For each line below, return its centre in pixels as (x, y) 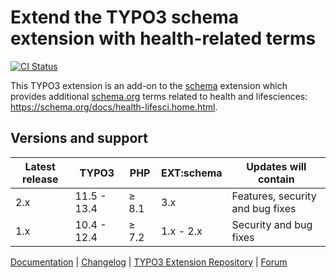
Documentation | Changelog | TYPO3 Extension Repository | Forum (149, 262)
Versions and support (79, 138)
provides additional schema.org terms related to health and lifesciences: (159, 96)
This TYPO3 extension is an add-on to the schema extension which (149, 85)
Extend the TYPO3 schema (124, 17)
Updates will (276, 166)
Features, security (274, 196)
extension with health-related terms (163, 38)
